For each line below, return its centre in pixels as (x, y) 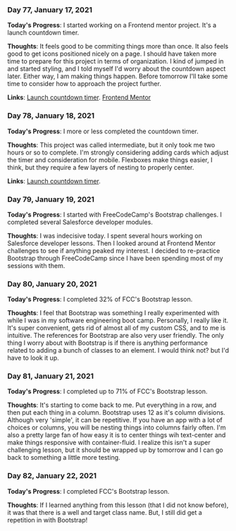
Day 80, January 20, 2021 (52, 283)
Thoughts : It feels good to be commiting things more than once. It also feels (118, 47)
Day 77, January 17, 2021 (50, 10)
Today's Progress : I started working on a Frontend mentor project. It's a (112, 25)
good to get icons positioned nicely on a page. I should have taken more (112, 54)
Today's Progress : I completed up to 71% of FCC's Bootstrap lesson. (107, 391)
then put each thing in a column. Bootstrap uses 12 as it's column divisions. (116, 413)
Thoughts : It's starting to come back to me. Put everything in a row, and (112, 405)
